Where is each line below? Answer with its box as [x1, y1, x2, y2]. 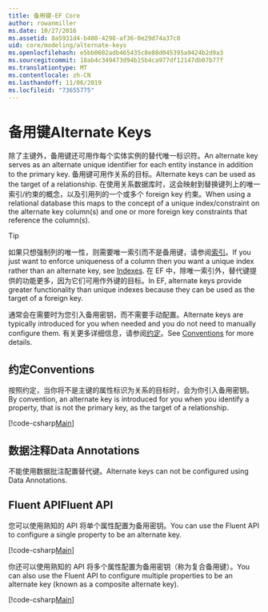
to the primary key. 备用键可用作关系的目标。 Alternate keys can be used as [8, 170, 256, 179]
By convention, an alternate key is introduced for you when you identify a [8, 394, 250, 404]
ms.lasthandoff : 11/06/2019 [8, 78, 102, 86]
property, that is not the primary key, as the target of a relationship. [8, 403, 230, 413]
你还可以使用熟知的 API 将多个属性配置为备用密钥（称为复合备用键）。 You [8, 562, 250, 571]
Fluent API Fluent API [8, 498, 114, 512]
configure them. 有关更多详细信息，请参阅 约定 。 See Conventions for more [8, 329, 254, 338]
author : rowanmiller [8, 19, 78, 27]
